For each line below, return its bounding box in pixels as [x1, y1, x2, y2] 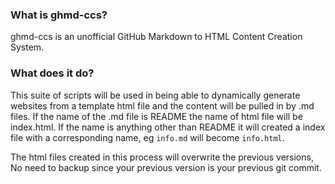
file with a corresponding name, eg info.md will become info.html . [10, 131, 285, 143]
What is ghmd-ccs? [10, 8, 108, 22]
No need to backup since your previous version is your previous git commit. [10, 161, 322, 173]
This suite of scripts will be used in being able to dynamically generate [10, 89, 301, 101]
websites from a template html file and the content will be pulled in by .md [10, 99, 315, 112]
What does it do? [10, 66, 95, 80]
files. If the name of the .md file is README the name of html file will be [10, 110, 303, 122]
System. [10, 41, 45, 53]
